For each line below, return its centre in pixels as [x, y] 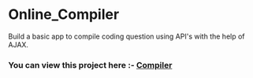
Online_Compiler [64, 15]
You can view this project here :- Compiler [90, 65]
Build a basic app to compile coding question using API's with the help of [127, 36]
